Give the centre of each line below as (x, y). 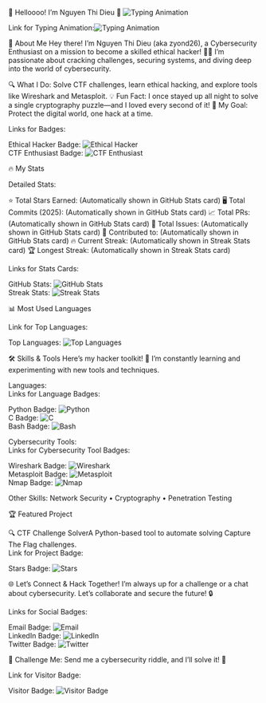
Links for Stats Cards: (44, 269)
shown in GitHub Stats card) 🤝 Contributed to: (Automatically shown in (123, 232)
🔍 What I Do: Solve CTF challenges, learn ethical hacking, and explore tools (133, 85)
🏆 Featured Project (41, 514)
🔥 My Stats (27, 168)
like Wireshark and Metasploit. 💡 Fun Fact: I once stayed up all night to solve (133, 96)
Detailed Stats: (32, 184)
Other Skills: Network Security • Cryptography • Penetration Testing (120, 498)
